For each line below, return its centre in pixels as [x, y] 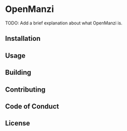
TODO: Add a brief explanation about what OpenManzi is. [64, 23]
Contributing [25, 89]
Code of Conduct [32, 106]
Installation [23, 39]
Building [18, 72]
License [18, 123]
